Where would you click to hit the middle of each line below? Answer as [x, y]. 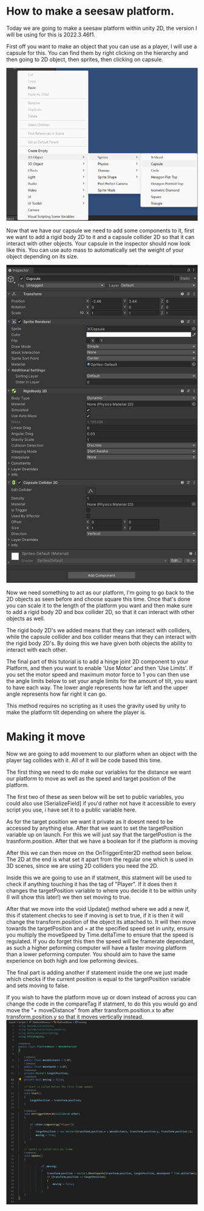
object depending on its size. [42, 257]
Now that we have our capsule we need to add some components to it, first [100, 230]
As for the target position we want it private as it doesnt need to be [90, 821]
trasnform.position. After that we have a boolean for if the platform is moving [102, 841]
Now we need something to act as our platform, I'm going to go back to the [100, 592]
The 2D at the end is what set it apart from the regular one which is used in [100, 859]
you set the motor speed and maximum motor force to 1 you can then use [98, 674]
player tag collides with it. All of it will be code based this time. [84, 760]
